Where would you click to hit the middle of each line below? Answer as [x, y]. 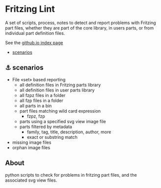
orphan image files [31, 147]
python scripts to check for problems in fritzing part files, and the [71, 175]
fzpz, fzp [36, 116]
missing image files [32, 142]
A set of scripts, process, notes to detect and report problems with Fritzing [80, 23]
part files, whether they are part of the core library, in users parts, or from [79, 28]
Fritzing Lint [30, 9]
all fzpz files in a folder [42, 95]
